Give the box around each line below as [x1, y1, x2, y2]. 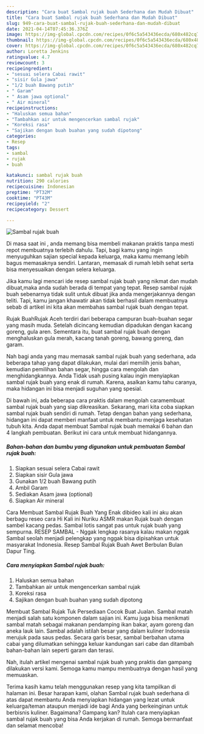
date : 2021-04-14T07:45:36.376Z [6, 26, 88, 32]
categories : [6, 133, 36, 140]
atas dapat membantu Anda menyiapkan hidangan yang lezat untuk [6, 696, 175, 704]
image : [6, 32, 23, 38]
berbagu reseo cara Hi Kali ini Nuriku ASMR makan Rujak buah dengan [6, 515, 183, 523]
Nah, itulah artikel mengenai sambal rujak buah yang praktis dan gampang [6, 659, 192, 666]
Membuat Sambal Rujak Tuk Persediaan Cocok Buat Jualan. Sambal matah [6, 608, 193, 616]
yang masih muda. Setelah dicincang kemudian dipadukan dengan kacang [6, 321, 192, 329]
